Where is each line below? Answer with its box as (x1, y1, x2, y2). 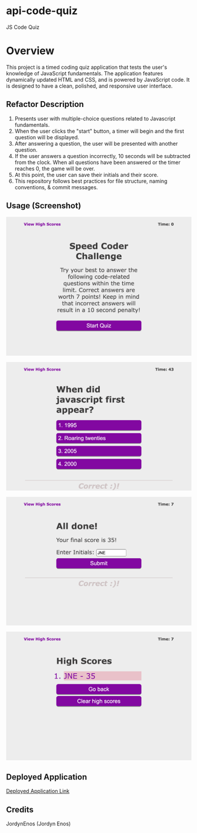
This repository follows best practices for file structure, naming (14, 178, 168, 185)
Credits (6, 804, 34, 815)
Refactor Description (6, 99, 84, 109)
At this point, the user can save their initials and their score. (14, 171, 159, 178)
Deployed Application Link (6, 788, 70, 795)
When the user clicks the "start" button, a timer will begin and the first (14, 128, 184, 135)
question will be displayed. (14, 133, 79, 140)
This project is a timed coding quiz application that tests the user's (6, 63, 168, 71)
